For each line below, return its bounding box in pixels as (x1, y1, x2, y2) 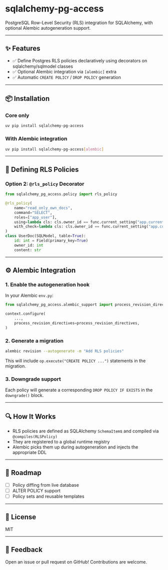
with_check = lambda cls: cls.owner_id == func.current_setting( (14, 224, 149, 229)
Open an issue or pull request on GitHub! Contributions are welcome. (5, 558, 147, 565)
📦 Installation (5, 94, 50, 103)
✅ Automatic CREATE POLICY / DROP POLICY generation (12, 74, 121, 80)
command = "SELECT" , (14, 210, 52, 215)
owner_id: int (14, 243, 43, 248)
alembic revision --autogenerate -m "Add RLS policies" (5, 349, 124, 354)
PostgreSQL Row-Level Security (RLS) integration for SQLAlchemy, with (5, 20, 153, 26)
